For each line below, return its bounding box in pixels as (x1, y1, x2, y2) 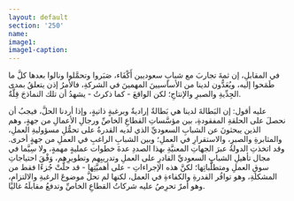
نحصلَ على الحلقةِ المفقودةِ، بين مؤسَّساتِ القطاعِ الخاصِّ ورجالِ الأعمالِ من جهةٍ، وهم (8, 115, 286, 126)
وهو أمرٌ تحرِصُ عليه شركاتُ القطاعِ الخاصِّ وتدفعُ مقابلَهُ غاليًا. (8, 181, 205, 191)
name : (8, 29, 28, 38)
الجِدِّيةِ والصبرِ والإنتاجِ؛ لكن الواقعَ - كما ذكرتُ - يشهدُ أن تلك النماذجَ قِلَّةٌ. (8, 89, 242, 100)
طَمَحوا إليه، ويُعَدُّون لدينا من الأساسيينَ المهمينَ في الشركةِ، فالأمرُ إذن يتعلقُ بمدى (8, 79, 275, 90)
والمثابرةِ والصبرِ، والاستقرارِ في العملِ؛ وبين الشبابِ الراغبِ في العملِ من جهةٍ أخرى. (8, 134, 282, 145)
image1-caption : (8, 46, 68, 55)
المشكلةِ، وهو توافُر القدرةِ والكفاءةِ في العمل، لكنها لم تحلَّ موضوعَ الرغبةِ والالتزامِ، (8, 171, 278, 182)
